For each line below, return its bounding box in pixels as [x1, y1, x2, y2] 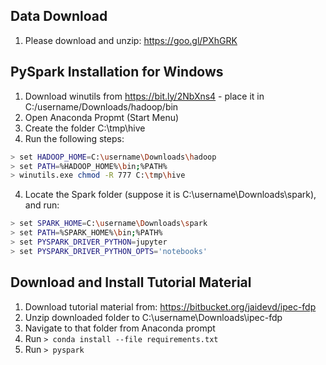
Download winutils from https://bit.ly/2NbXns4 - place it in [24, 90, 265, 102]
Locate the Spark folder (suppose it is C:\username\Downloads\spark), [24, 189, 317, 201]
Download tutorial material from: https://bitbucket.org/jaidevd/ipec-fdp [24, 300, 317, 313]
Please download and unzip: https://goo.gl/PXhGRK [24, 34, 238, 46]
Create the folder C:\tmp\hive [24, 122, 146, 134]
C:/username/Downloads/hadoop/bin [24, 100, 179, 113]
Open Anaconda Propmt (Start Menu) [24, 111, 180, 123]
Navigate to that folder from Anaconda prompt [24, 322, 216, 334]
